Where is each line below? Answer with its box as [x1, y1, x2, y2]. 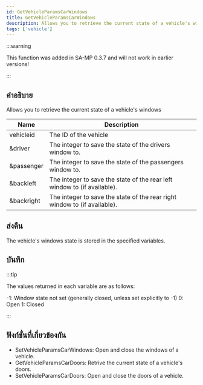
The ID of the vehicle [49, 131, 109, 139]
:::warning [6, 42, 31, 50]
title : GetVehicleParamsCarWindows [6, 15, 96, 21]
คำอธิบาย [6, 90, 33, 100]
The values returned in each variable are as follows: [6, 283, 135, 290]
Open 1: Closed [6, 301, 44, 308]
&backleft [9, 179, 36, 188]
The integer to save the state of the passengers [49, 158, 184, 167]
